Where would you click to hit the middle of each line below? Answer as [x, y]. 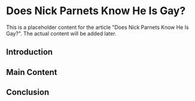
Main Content [32, 72]
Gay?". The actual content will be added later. [61, 33]
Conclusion [28, 92]
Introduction [30, 52]
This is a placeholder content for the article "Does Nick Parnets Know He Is [97, 27]
